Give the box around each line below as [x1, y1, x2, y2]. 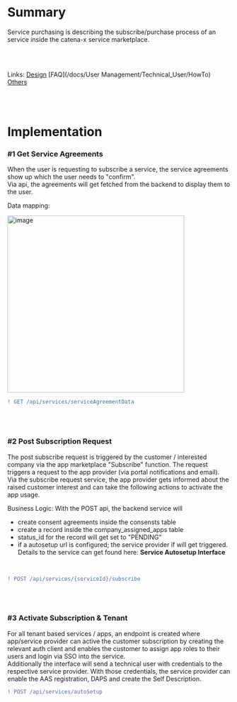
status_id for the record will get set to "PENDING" [17, 533, 162, 541]
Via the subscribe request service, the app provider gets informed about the [7, 475, 229, 484]
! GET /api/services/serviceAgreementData [7, 398, 134, 406]
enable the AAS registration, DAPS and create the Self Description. [7, 674, 202, 683]
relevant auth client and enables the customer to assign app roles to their [7, 644, 221, 652]
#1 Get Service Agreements [7, 149, 104, 159]
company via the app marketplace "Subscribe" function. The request [7, 460, 209, 468]
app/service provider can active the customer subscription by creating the [7, 637, 224, 645]
